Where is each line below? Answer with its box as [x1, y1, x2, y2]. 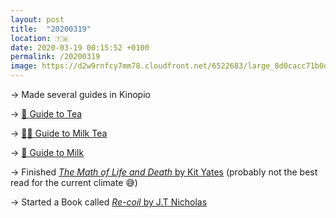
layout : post [10, 14, 65, 25]
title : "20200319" [10, 24, 92, 34]
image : [10, 61, 38, 71]
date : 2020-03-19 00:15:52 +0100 [10, 42, 150, 53]
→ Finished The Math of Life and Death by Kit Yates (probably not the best [10, 166, 318, 178]
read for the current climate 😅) [10, 177, 138, 188]
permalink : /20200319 [10, 52, 101, 62]
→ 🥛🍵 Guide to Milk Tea [10, 127, 108, 139]
